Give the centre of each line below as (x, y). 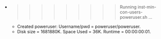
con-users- (131, 12)
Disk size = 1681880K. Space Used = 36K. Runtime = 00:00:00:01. (84, 32)
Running (128, 7)
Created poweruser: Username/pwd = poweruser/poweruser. (79, 26)
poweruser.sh (134, 17)
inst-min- (147, 7)
